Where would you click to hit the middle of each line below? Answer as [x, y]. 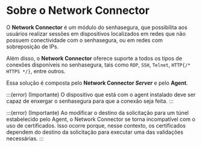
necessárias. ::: [25, 138]
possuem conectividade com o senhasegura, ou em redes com [84, 40]
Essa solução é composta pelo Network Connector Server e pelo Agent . [97, 83]
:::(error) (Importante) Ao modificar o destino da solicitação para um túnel [97, 113]
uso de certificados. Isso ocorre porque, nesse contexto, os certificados [96, 125]
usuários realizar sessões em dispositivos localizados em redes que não [96, 33]
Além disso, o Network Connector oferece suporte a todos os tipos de [94, 58]
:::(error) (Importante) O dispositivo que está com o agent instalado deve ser [101, 94]
